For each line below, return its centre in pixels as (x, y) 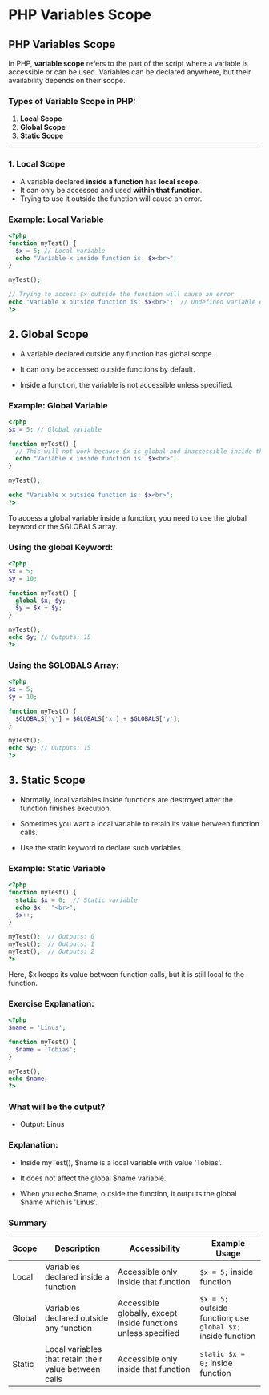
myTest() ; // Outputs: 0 (51, 937)
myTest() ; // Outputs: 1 (51, 944)
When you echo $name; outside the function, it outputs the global (128, 1193)
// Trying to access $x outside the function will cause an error (121, 295)
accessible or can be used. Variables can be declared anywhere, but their (130, 72)
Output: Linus (42, 1124)
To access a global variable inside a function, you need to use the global (127, 517)
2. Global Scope (48, 334)
